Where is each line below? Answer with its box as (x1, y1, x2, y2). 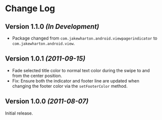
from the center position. (12, 73, 62, 79)
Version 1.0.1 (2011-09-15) (5, 55, 85, 63)
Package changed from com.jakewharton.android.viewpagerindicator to (12, 35, 158, 41)
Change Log (5, 3, 55, 14)
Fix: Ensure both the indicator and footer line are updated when (12, 78, 140, 83)
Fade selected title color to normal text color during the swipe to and (12, 67, 150, 73)
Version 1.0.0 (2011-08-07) (5, 97, 89, 105)
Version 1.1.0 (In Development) (5, 22, 100, 31)
